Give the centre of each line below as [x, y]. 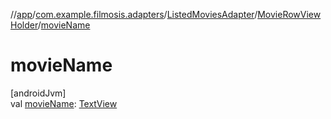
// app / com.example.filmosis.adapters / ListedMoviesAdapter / [134, 14]
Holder [24, 25]
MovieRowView [289, 14]
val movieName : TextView [64, 103]
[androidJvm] [38, 93]
